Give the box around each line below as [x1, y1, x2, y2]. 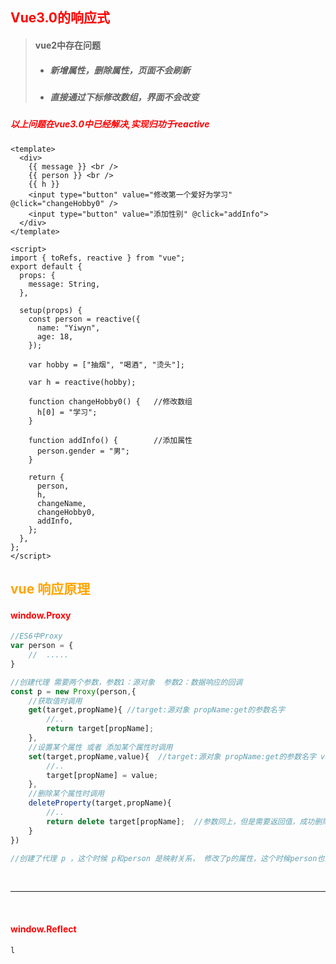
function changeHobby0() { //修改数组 [28, 396, 193, 407]
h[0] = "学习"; [36, 407, 98, 417]
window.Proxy [10, 609, 72, 621]
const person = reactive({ [28, 314, 141, 324]
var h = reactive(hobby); [28, 377, 137, 387]
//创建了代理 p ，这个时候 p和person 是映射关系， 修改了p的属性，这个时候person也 [10, 853, 325, 863]
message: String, [28, 279, 101, 289]
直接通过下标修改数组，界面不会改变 [49, 91, 200, 103]
